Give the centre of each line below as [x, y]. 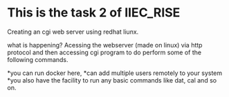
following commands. [38, 59]
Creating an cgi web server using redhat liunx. [73, 32]
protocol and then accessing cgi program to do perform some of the [104, 52]
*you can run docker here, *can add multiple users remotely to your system [115, 73]
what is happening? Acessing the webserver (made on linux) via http [105, 45]
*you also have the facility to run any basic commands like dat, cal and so [112, 80]
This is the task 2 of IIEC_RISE [94, 13]
